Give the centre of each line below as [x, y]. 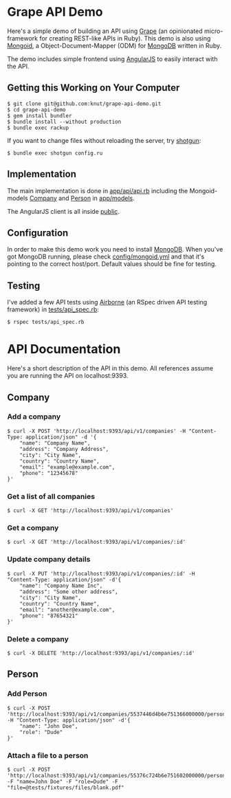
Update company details [49, 559]
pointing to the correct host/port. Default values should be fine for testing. [112, 264]
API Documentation [64, 350]
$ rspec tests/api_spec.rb [46, 322]
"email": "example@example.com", [67, 467]
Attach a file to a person [48, 755]
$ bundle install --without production [64, 122]
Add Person [27, 694]
